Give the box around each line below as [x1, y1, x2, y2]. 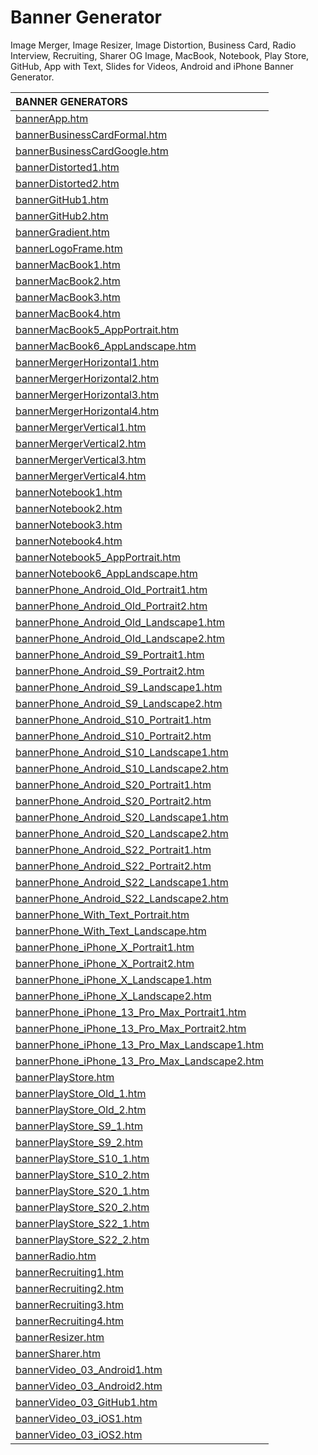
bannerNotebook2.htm [15, 501, 123, 515]
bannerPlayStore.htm [15, 1070, 115, 1084]
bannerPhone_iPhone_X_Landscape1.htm [15, 972, 212, 986]
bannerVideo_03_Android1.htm [15, 1362, 163, 1376]
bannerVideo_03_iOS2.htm [15, 1427, 143, 1441]
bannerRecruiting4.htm [15, 1314, 125, 1328]
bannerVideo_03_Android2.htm [15, 1379, 163, 1393]
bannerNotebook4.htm [15, 534, 123, 548]
